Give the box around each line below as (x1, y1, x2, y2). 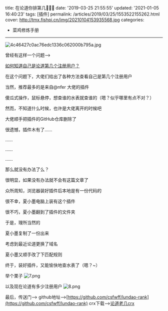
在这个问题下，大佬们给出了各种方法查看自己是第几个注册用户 (5, 74, 132, 79)
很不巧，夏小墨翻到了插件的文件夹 (5, 209, 75, 215)
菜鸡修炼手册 (12, 27, 39, 33)
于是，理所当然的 (5, 220, 40, 225)
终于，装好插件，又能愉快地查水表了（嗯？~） (5, 262, 100, 268)
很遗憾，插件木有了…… (5, 127, 52, 132)
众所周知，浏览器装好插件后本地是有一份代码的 (5, 188, 101, 193)
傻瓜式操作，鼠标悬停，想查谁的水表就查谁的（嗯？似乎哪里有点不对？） (5, 95, 154, 101)
